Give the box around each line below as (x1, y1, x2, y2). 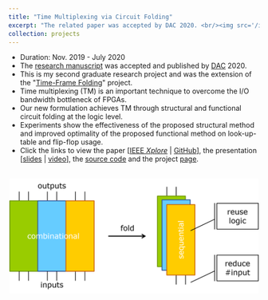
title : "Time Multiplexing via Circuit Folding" (8, 13, 173, 21)
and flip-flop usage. (38, 137, 104, 147)
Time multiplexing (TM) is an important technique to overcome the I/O (19, 86, 250, 96)
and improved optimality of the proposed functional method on (19, 128, 227, 139)
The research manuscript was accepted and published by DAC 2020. (19, 61, 247, 71)
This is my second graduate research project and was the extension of (19, 69, 253, 79)
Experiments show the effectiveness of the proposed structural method (19, 120, 255, 130)
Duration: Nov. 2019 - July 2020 (19, 53, 126, 62)
